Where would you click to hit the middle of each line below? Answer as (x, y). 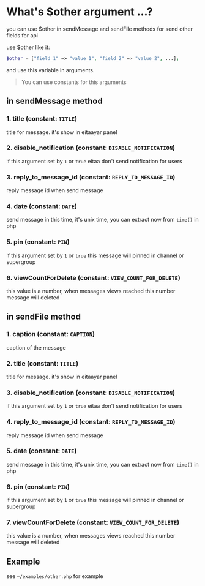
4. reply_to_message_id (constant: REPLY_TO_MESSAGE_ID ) (91, 422)
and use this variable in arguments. (50, 70)
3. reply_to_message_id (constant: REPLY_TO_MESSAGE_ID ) (91, 177)
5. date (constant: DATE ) (42, 451)
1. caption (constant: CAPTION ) (50, 334)
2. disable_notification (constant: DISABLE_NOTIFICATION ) (91, 148)
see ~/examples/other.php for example (55, 576)
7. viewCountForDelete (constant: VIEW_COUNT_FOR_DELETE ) (93, 522)
